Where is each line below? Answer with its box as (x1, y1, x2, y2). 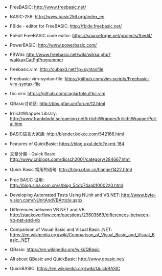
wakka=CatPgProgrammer (9, 57, 64, 63)
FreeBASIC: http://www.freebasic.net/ (9, 4, 87, 10)
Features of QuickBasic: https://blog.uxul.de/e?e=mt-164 (9, 141, 125, 147)
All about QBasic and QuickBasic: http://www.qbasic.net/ (9, 256, 125, 262)
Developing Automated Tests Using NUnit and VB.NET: (9, 192, 120, 198)
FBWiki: (9, 51, 25, 57)
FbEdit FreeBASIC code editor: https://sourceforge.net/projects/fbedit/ (9, 33, 152, 38)
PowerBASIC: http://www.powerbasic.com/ (9, 42, 97, 48)
